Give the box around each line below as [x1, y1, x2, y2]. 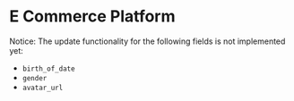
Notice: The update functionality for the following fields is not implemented [9, 36, 286, 46]
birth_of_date [22, 64, 75, 73]
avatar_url [22, 83, 64, 92]
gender [22, 73, 48, 82]
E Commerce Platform [9, 6, 177, 27]
